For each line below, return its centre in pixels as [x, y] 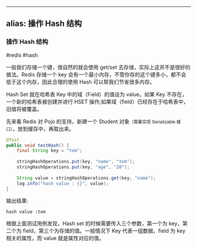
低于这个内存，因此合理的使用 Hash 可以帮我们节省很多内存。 [81, 82]
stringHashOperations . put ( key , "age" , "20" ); [73, 167]
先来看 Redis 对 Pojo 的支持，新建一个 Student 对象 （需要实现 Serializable [91, 121]
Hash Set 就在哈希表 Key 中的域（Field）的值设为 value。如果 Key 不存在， [97, 94]
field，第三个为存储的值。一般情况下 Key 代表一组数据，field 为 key [104, 231]
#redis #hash [22, 55]
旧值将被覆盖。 [24, 109]
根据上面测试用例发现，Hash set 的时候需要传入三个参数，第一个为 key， [94, 224]
